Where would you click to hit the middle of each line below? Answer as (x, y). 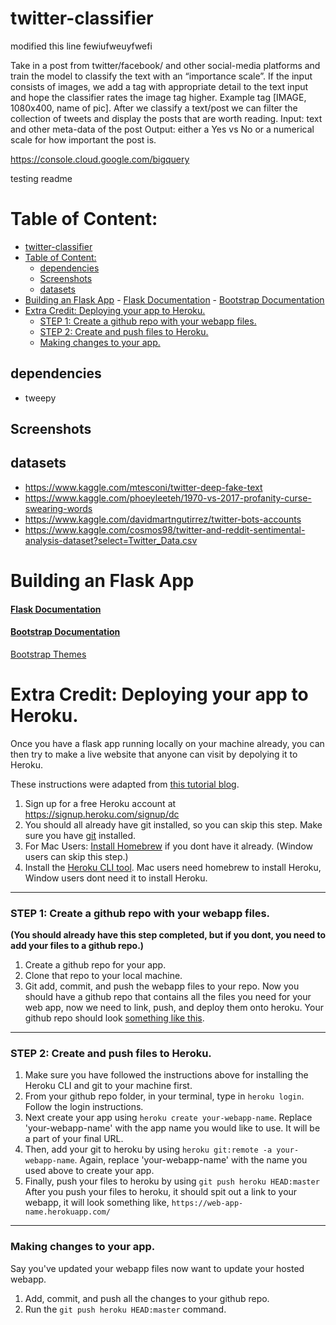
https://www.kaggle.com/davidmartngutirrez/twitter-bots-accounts (163, 519)
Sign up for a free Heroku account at (100, 803)
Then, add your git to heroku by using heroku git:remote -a (148, 1149)
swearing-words (58, 508)
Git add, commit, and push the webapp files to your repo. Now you (162, 986)
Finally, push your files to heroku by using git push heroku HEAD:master (172, 1181)
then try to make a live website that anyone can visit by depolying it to (154, 754)
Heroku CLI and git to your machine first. (108, 1086)
